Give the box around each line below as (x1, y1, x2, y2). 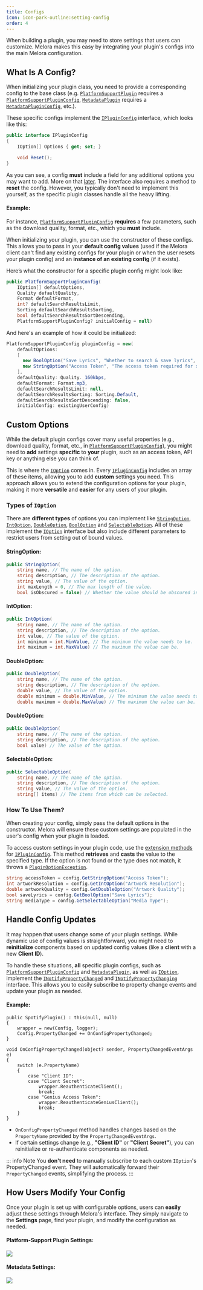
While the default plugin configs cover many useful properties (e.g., (6, 435, 175, 443)
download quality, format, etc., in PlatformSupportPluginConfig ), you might (6, 442, 192, 449)
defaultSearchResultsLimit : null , (17, 386, 104, 392)
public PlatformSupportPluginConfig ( (6, 279, 101, 285)
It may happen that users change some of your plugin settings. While (6, 930, 178, 938)
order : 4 (6, 20, 28, 26)
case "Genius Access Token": (28, 1094, 101, 1100)
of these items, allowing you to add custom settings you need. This (6, 473, 174, 480)
